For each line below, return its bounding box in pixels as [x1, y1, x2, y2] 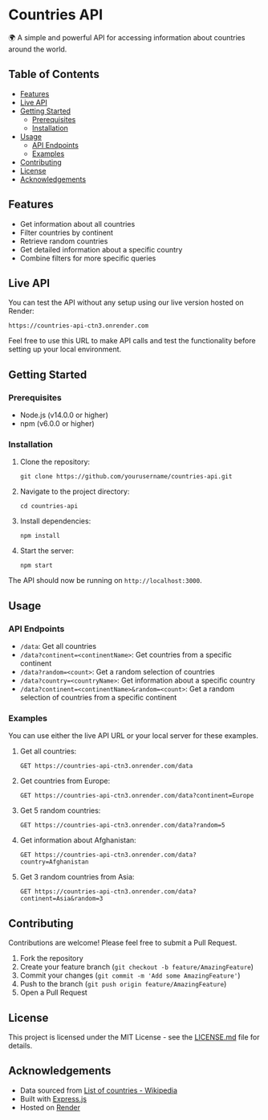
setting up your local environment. [8, 344, 122, 355]
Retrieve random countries [19, 236, 108, 246]
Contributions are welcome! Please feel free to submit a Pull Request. [8, 938, 238, 948]
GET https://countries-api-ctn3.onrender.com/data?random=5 [19, 822, 225, 830]
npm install [19, 532, 60, 540]
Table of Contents [8, 68, 100, 81]
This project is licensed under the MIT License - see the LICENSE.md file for [8, 1032, 260, 1042]
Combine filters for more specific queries [19, 253, 156, 263]
